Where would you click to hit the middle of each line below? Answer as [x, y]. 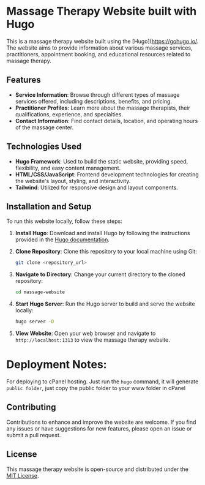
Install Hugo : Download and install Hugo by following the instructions [102, 233]
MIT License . [23, 475]
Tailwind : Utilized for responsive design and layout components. [97, 187]
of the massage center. [44, 127]
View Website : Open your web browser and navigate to [85, 333]
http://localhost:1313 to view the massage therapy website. [92, 340]
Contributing [31, 408]
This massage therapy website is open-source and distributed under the [97, 469]
